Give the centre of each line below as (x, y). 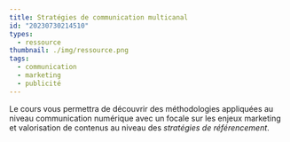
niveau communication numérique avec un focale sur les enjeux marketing (145, 118)
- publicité (39, 83)
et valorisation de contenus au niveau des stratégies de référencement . (140, 127)
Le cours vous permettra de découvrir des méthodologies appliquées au (141, 108)
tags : (19, 59)
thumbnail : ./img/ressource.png (69, 51)
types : (21, 34)
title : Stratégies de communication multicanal (99, 17)
